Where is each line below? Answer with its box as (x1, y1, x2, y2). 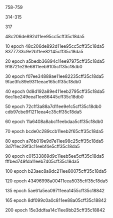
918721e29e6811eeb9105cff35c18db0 (5, 64, 82, 69)
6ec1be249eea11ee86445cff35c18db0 (5, 94, 84, 99)
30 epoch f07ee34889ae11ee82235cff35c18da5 (5, 73, 104, 79)
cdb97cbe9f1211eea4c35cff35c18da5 (5, 109, 82, 115)
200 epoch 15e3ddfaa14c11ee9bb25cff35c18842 (5, 207, 105, 213)
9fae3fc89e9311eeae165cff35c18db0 (5, 79, 81, 84)
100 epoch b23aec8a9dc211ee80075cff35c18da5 (5, 168, 106, 174)
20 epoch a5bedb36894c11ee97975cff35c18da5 (5, 58, 105, 64)
